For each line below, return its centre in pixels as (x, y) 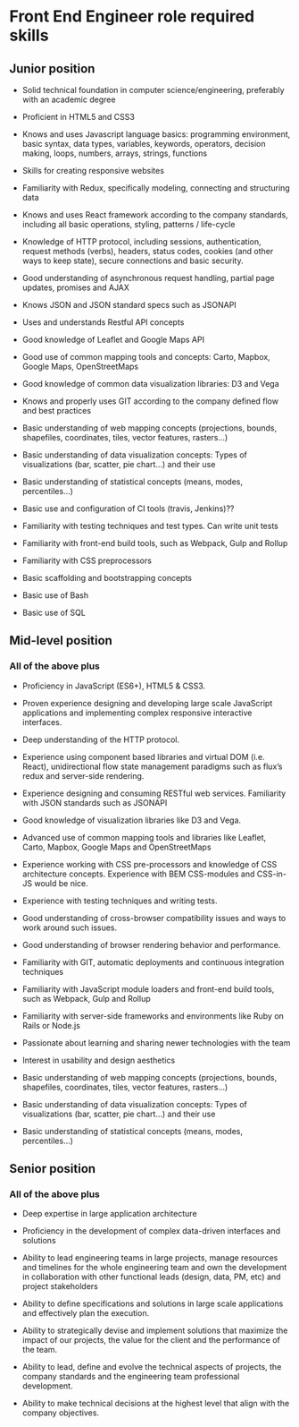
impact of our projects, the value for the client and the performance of (151, 1340)
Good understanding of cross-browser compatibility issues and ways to (154, 918)
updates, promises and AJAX (75, 287)
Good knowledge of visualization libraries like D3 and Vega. (132, 820)
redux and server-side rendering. (83, 775)
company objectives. (61, 1413)
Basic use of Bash (55, 595)
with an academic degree (69, 99)
